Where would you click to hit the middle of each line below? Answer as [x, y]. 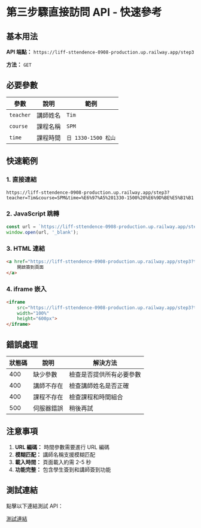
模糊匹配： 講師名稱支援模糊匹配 [55, 454]
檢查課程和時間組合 [96, 397]
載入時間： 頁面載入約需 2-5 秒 [53, 462]
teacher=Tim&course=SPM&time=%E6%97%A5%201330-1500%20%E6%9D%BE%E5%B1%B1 [100, 198]
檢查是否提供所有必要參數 [105, 374]
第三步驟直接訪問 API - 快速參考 [84, 12]
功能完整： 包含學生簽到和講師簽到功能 [63, 469]
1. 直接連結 [22, 179]
